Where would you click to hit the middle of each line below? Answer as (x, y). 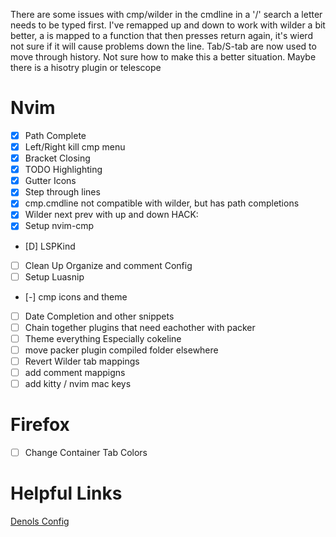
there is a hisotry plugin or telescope (86, 67)
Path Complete (55, 135)
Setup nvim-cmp (59, 226)
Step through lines (62, 192)
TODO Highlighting (63, 170)
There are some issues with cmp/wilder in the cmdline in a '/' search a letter (166, 14)
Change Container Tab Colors (86, 452)
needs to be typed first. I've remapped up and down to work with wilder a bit (168, 25)
